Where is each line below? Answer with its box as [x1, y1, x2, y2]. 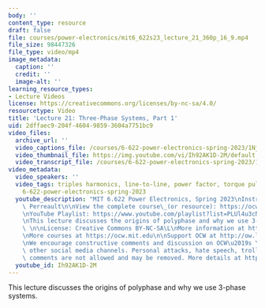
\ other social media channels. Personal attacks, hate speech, [22, 246, 238, 254]
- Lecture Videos [8, 92, 65, 100]
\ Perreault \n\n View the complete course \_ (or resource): [22, 202, 217, 210]
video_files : [8, 129, 51, 137]
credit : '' [15, 70, 51, 78]
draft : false [8, 26, 51, 34]
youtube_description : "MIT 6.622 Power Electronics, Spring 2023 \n [15, 195, 242, 203]
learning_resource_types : [8, 85, 93, 93]
